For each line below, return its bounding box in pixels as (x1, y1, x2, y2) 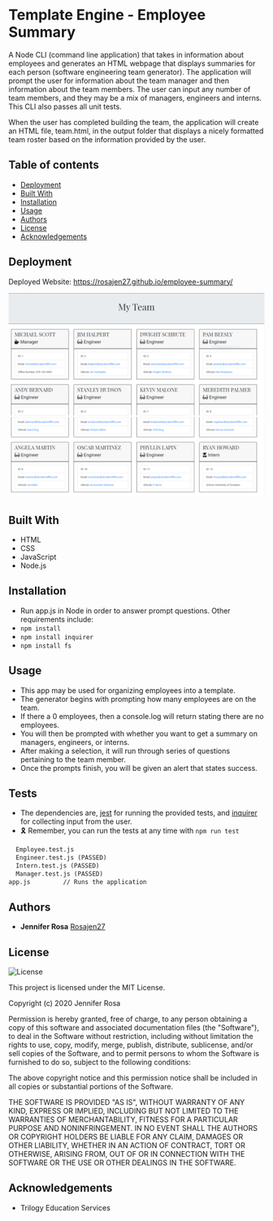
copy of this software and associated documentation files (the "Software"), (8, 1023, 260, 1033)
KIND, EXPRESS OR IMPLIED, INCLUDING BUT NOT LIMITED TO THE (8, 1106, 239, 1116)
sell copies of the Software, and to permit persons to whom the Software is (8, 1049, 260, 1059)
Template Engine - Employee (8, 6, 206, 24)
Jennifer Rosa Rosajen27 (19, 922, 106, 932)
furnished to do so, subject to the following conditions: (8, 1058, 191, 1067)
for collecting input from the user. (19, 816, 132, 826)
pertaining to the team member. (19, 754, 126, 764)
